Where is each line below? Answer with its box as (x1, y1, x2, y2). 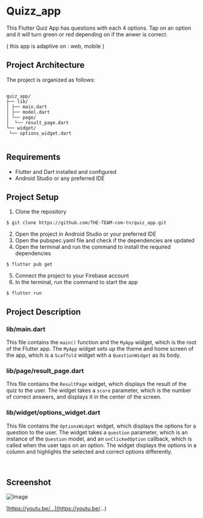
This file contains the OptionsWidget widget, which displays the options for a (6, 422, 196, 430)
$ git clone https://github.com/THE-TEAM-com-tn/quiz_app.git (6, 220, 167, 226)
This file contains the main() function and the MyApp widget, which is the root (6, 339, 197, 346)
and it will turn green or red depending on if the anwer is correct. (6, 30, 168, 38)
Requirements (6, 152, 61, 162)
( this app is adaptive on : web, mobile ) (6, 42, 105, 50)
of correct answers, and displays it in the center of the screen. (6, 393, 162, 400)
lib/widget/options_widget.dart (6, 408, 101, 417)
